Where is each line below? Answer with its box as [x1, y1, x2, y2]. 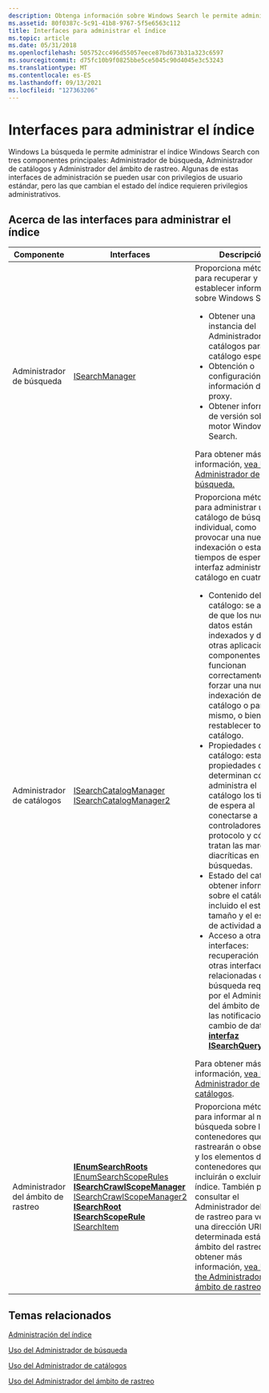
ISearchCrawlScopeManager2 [73, 1191, 187, 1202]
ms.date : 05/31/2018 [8, 42, 78, 50]
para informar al [195, 1111, 255, 1122]
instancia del [207, 321, 256, 332]
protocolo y [207, 830, 252, 841]
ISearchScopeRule [73, 1211, 146, 1222]
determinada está [195, 1231, 262, 1242]
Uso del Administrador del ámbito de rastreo [8, 1376, 155, 1386]
